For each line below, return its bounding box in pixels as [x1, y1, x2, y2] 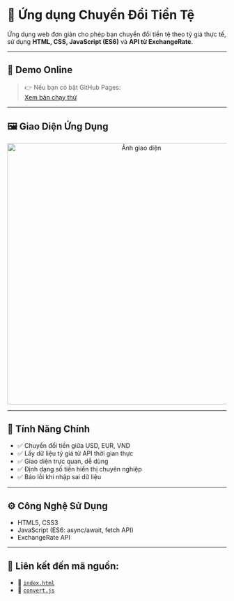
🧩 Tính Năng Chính [7, 423, 91, 435]
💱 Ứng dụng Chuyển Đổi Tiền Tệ [7, 7, 195, 23]
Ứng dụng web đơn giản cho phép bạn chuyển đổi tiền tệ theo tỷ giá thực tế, [7, 30, 226, 38]
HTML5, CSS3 [17, 519, 58, 527]
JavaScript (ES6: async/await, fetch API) [17, 526, 134, 534]
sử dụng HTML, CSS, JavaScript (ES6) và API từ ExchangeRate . [7, 37, 194, 45]
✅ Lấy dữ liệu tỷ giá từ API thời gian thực [17, 449, 134, 458]
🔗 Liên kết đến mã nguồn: [7, 560, 120, 572]
